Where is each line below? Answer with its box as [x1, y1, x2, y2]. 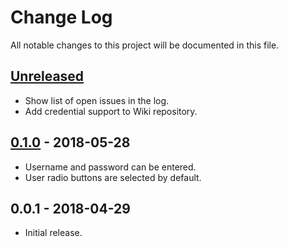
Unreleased [10, 68, 85, 85]
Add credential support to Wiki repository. [24, 105, 198, 117]
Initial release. [24, 227, 83, 239]
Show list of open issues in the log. [24, 94, 170, 106]
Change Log [10, 6, 113, 29]
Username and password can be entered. [24, 161, 197, 173]
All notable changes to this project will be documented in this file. [10, 39, 280, 51]
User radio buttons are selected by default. [24, 171, 202, 183]
